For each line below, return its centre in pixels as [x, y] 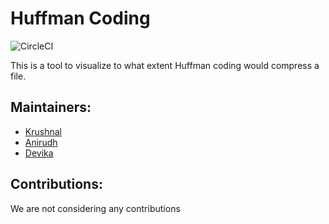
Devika [39, 153]
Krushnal [43, 131]
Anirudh [41, 142]
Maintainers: [51, 107]
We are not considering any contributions [95, 208]
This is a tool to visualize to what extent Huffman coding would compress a [165, 65]
